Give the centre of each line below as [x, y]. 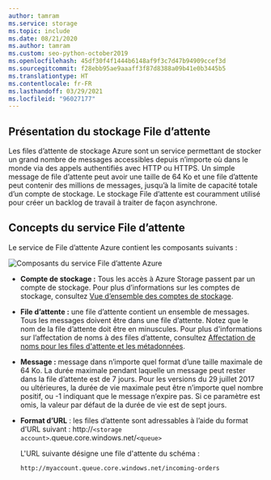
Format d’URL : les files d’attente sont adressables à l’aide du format [134, 420]
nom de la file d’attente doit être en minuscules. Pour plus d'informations [141, 329]
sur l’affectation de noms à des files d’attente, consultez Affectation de [138, 338]
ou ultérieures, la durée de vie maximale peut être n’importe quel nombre [142, 387]
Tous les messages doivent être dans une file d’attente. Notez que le [134, 320]
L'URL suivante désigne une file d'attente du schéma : [110, 453]
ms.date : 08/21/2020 [43, 38]
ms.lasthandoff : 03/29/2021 [56, 91]
